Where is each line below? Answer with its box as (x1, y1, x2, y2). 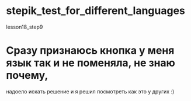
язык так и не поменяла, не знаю (6, 57, 175, 69)
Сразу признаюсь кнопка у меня (6, 44, 175, 57)
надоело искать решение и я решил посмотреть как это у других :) (6, 88, 175, 95)
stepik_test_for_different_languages (6, 4, 186, 18)
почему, (6, 69, 48, 82)
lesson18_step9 (6, 23, 43, 30)
